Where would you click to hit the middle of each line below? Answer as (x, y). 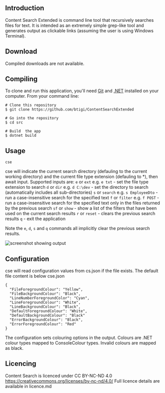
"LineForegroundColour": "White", (45, 303)
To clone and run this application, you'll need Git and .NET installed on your (82, 91)
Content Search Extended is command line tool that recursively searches (80, 20)
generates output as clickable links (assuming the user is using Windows (79, 30)
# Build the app (23, 131)
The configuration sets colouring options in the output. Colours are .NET (79, 338)
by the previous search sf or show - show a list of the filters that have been (81, 208)
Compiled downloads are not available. (45, 63)
